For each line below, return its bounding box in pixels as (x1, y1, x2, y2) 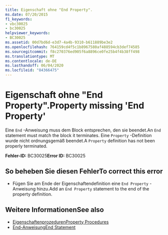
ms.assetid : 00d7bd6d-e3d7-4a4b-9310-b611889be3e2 (5, 40, 113, 45)
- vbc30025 (5, 21, 28, 26)
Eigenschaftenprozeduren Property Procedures (12, 218, 109, 225)
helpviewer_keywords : (5, 30, 50, 35)
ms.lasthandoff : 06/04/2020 (5, 63, 64, 68)
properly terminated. (5, 143, 47, 149)
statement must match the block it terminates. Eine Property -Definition (5, 132, 152, 138)
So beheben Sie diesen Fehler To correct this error (5, 167, 163, 175)
